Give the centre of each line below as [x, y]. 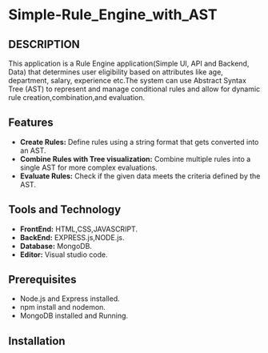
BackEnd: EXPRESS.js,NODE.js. [72, 237]
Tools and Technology [65, 210]
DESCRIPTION [44, 44]
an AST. [33, 150]
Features [31, 123]
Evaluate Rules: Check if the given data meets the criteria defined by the [140, 176]
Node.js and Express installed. [70, 299]
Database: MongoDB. [56, 246]
